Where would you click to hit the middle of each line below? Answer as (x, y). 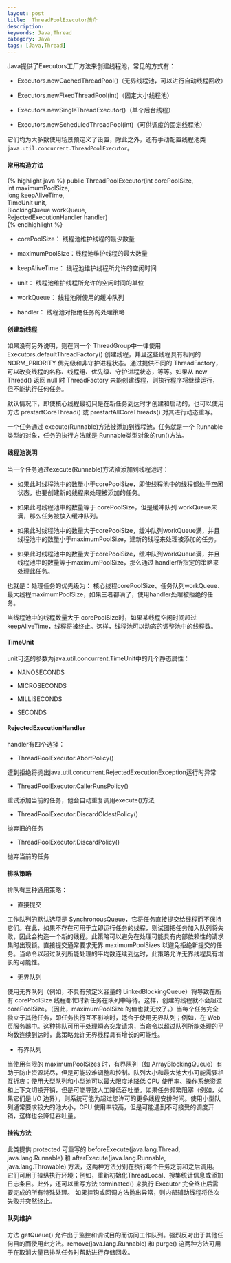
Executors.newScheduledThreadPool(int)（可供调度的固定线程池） (111, 124)
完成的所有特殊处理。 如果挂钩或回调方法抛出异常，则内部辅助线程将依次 (116, 1193)
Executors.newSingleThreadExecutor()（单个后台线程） (96, 110)
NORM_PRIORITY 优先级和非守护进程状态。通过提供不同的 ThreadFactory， (114, 363)
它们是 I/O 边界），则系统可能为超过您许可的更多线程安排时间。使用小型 (114, 1099)
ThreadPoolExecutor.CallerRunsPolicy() (73, 786)
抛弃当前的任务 (28, 856)
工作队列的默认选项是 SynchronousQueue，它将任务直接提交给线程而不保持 (114, 919)
